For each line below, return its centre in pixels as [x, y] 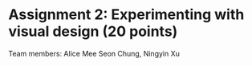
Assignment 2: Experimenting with [126, 15]
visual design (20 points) [93, 31]
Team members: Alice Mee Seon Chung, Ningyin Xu [94, 53]
